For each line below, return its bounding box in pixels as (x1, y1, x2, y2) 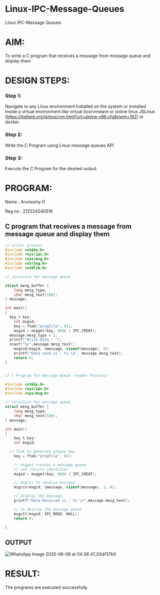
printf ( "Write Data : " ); (9, 337, 62, 342)
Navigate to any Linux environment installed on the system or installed (5, 103, 146, 109)
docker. (5, 119, 20, 125)
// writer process (5, 243, 42, 248)
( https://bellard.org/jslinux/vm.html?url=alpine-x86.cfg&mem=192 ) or (5, 114, 144, 120)
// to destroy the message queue (14, 507, 82, 512)
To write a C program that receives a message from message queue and (5, 53, 151, 59)
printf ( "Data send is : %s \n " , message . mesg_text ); (14, 351, 123, 356)
